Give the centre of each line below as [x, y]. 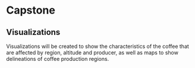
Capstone [31, 10]
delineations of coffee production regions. [58, 59]
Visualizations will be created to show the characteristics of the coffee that [97, 46]
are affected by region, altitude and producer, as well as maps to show [92, 53]
